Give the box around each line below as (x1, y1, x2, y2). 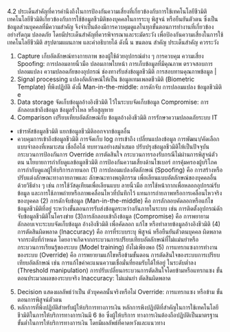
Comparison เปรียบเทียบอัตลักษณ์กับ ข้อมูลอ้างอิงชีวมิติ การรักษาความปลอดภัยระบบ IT (16, 113, 218, 121)
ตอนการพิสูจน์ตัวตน (16, 296, 62, 303)
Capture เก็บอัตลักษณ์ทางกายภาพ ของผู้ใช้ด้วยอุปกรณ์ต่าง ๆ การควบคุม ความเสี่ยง (16, 52, 204, 60)
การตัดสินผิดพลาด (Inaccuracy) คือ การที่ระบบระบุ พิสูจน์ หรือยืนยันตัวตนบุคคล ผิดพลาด (16, 228, 222, 236)
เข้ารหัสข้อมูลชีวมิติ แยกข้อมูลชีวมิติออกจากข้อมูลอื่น (16, 127, 130, 135)
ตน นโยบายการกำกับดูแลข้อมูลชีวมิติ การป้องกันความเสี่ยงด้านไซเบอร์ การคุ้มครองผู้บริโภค (16, 158, 218, 166)
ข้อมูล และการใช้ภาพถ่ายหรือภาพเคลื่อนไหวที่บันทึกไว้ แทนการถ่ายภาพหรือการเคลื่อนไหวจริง (16, 189, 222, 197)
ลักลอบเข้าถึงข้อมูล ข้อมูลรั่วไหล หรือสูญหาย (16, 106, 114, 113)
